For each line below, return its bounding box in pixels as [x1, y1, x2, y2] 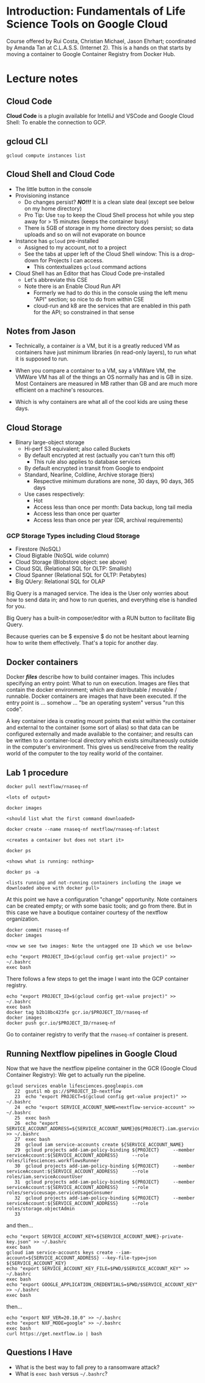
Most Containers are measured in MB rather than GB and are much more [15, 380, 198, 387]
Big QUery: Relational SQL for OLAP [15, 578, 106, 585]
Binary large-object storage [15, 439, 85, 446]
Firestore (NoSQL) [15, 545, 61, 553]
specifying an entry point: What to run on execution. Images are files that [6, 680, 190, 687]
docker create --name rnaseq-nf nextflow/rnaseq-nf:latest [6, 827, 160, 833]
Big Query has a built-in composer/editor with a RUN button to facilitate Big [6, 614, 195, 622]
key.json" [6, 1238, 32, 1245]
